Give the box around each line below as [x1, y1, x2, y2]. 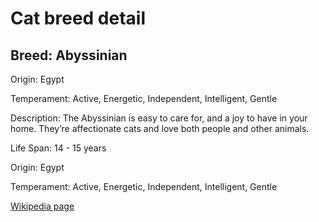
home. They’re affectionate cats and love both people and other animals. [10, 123, 310, 134]
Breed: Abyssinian [10, 47, 128, 64]
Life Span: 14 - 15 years [10, 142, 107, 154]
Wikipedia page [10, 200, 75, 212]
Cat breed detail [10, 7, 147, 30]
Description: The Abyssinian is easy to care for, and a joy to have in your [10, 112, 308, 124]
